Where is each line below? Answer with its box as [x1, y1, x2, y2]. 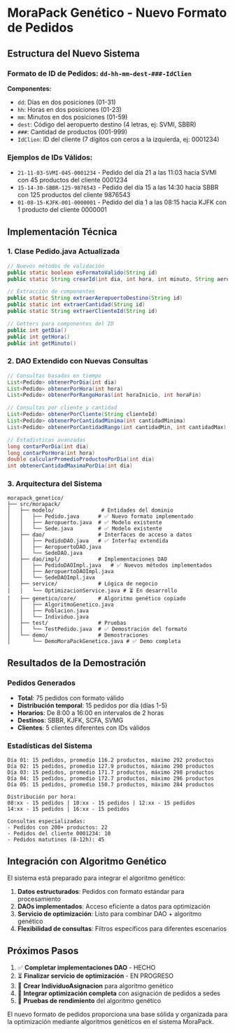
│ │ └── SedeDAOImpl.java [7, 575, 96, 581]
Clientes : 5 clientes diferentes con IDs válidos [17, 723, 150, 732]
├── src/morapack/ [7, 501, 61, 508]
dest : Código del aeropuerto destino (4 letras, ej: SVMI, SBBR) [17, 120, 197, 129]
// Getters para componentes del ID [7, 320, 114, 327]
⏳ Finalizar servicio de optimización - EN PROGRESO [17, 971, 174, 980]
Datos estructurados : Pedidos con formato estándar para [17, 888, 185, 896]
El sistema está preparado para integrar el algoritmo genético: [7, 874, 186, 882]
